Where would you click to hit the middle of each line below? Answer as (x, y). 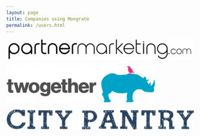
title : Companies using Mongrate (48, 19)
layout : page (22, 13)
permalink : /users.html (36, 25)
